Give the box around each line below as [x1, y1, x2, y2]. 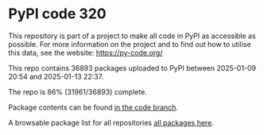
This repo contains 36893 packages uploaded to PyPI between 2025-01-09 [8, 63, 257, 72]
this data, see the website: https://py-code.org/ [8, 48, 163, 57]
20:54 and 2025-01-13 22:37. [8, 71, 104, 81]
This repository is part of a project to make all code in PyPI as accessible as [8, 31, 256, 40]
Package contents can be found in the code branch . [8, 102, 179, 112]
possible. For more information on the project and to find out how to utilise [8, 39, 252, 48]
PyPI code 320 [8, 5, 107, 23]
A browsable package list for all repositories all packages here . [8, 118, 215, 127]
